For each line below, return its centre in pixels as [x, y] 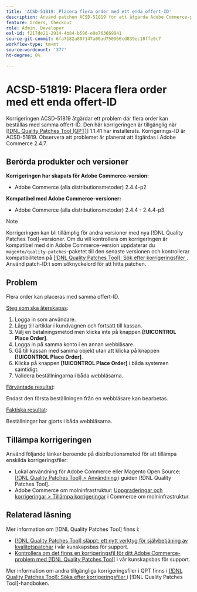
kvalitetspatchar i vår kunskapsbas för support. [72, 547]
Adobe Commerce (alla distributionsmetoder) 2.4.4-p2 [80, 187]
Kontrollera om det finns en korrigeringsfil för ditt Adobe [82, 553]
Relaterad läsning [39, 515]
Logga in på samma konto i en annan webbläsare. [74, 345]
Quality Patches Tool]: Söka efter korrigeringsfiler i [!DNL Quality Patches [94, 577]
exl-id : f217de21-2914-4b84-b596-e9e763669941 [64, 34]
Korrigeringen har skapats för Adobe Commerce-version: [78, 176]
